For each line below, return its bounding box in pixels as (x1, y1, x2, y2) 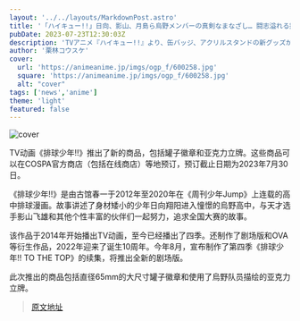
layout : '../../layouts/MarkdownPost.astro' (9, 13, 178, 22)
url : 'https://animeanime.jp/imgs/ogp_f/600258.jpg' (17, 63, 218, 72)
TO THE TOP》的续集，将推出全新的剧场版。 (23, 252, 188, 264)
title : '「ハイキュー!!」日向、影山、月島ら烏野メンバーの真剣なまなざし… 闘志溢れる (9, 21, 290, 30)
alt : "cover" (17, 80, 66, 89)
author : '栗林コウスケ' (9, 46, 89, 55)
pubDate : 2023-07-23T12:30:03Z (9, 30, 126, 38)
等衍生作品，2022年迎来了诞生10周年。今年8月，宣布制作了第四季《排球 (9, 241, 277, 252)
